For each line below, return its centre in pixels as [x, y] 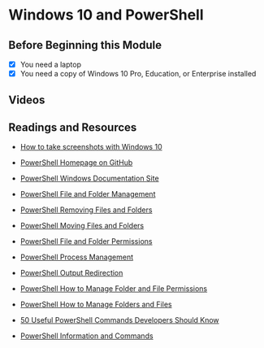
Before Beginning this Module [85, 45]
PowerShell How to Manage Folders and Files [96, 304]
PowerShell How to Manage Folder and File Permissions [114, 289]
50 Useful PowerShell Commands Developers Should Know [119, 320]
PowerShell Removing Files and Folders [86, 210]
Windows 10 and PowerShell [106, 15]
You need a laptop [50, 64]
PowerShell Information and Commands [87, 336]
